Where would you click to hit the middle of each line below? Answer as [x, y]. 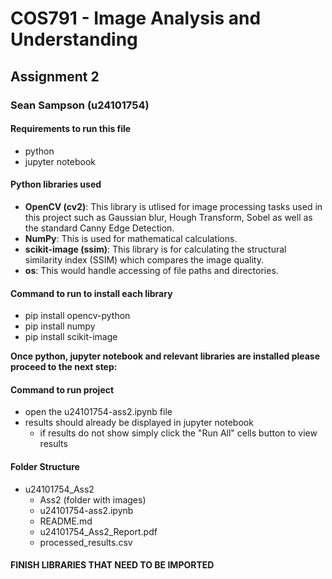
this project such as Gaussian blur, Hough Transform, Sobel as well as [168, 217]
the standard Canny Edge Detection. [99, 228]
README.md [66, 521]
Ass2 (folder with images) [93, 499]
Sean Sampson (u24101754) [80, 105]
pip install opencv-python [77, 316]
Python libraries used [56, 184]
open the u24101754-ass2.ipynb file [98, 412]
